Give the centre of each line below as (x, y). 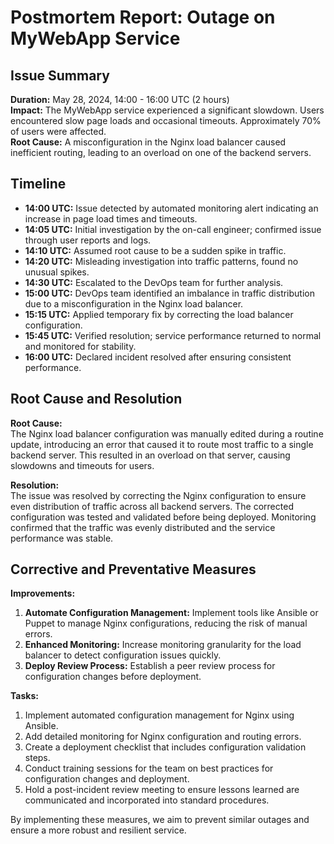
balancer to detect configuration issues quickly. (123, 655)
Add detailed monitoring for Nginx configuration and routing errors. (163, 737)
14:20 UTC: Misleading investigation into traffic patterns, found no (161, 261)
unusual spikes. (57, 272)
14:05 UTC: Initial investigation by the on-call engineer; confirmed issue (173, 229)
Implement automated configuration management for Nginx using (159, 715)
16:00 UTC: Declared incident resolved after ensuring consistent (158, 357)
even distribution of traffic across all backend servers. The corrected (152, 506)
